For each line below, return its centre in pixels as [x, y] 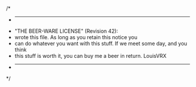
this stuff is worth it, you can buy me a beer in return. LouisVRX [90, 56]
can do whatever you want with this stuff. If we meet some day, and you [101, 43]
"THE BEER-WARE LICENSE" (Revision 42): [66, 31]
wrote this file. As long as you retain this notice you [76, 37]
